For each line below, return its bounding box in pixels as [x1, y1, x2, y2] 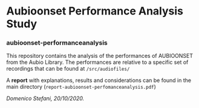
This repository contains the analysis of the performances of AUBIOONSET [6, 52, 194, 60]
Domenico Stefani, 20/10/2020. [6, 95, 85, 102]
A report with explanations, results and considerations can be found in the [6, 77, 192, 84]
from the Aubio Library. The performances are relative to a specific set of [6, 59, 189, 66]
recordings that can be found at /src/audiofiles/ [6, 65, 130, 72]
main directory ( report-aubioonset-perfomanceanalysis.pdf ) [6, 83, 156, 91]
